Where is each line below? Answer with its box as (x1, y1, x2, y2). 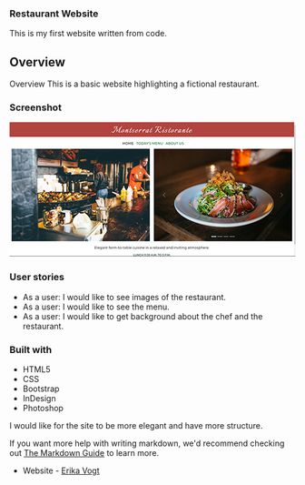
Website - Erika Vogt (22, 465, 100, 476)
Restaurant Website (9, 7, 99, 20)
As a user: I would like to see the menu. (22, 301, 170, 312)
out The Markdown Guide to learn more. (9, 448, 160, 458)
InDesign (22, 393, 56, 403)
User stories (9, 271, 65, 284)
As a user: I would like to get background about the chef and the (22, 310, 263, 321)
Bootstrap (22, 383, 60, 394)
